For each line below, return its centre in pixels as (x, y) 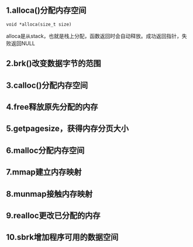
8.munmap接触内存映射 (49, 194)
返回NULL (23, 43)
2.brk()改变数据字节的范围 (54, 64)
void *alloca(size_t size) (39, 24)
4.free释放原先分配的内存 (52, 107)
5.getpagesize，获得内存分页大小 (68, 128)
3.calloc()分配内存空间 (47, 85)
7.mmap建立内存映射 (44, 172)
